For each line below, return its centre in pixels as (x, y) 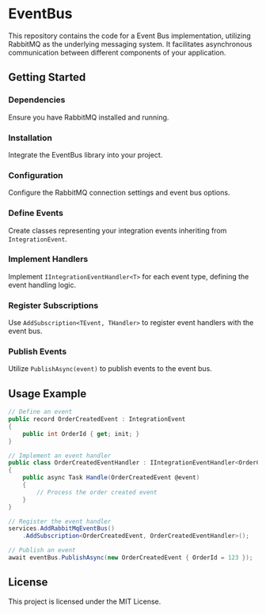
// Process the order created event (97, 492)
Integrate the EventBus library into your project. (85, 154)
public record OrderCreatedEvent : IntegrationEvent (97, 419)
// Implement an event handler (60, 456)
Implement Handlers (48, 260)
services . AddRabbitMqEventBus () (61, 529)
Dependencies (37, 100)
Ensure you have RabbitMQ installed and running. (89, 117)
